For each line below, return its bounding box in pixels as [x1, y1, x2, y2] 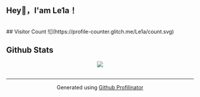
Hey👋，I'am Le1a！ [6, 5, 77, 16]
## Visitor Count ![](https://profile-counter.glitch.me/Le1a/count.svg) [6, 28, 174, 35]
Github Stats [6, 45, 54, 55]
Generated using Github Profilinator [56, 83, 144, 90]
